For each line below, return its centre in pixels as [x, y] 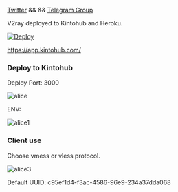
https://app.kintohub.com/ [44, 50]
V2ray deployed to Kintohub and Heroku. [65, 23]
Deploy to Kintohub [40, 67]
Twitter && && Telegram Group [50, 10]
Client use [24, 140]
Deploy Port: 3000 [33, 83]
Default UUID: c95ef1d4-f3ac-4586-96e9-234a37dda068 [89, 182]
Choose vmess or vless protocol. [54, 156]
